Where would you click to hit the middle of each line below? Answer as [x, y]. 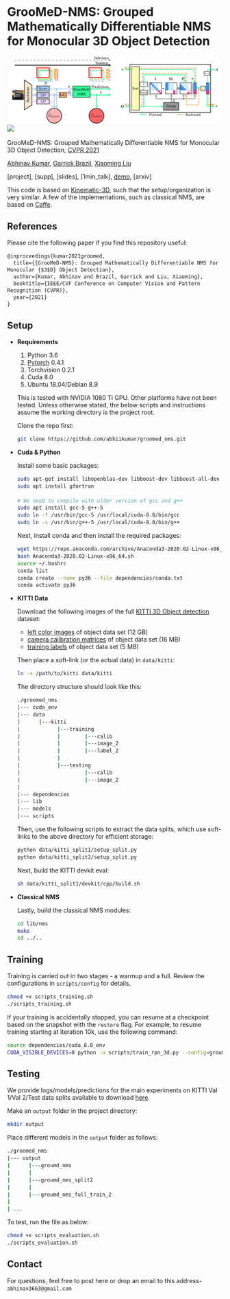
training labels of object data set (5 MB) [83, 647]
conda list [33, 571]
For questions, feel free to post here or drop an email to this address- [104, 1280]
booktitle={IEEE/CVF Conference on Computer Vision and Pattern [107, 284]
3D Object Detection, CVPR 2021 [53, 150]
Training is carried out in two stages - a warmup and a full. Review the [106, 976]
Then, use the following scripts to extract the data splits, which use [112, 829]
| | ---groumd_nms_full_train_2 [59, 1195]
